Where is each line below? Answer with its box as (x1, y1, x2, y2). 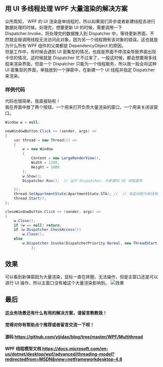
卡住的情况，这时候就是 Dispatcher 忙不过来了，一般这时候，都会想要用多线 (5, 55, 157, 61)
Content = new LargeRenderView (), (31, 156, 101, 161)
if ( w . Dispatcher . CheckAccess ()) (14, 227, 81, 232)
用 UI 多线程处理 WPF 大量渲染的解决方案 (5, 4, 128, 13)
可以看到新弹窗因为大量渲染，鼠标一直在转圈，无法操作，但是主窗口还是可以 (5, 273, 158, 280)
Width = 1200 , (31, 160, 60, 165)
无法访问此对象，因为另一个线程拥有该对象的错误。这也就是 (38, 36, 158, 42)
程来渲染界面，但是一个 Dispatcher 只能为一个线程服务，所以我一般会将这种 (5, 61, 157, 66)
